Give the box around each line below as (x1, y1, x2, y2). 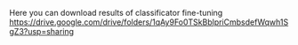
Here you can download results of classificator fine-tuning (9, 8, 223, 18)
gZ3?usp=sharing (9, 26, 74, 36)
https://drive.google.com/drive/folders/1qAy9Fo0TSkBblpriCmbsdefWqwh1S (9, 17, 289, 27)
